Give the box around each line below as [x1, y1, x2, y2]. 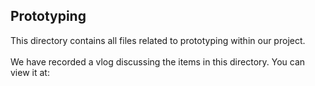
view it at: [10, 66, 50, 78]
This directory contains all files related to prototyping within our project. [10, 34, 306, 46]
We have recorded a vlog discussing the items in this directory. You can [10, 55, 306, 68]
